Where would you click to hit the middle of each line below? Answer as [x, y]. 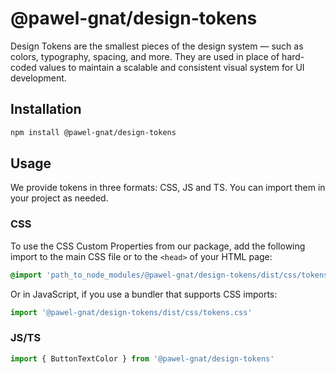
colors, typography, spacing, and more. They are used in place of [145, 56]
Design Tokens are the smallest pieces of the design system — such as [157, 46]
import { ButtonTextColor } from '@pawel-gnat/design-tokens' [142, 358]
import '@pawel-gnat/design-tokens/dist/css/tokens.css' [131, 312]
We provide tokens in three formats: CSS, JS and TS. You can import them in [168, 188]
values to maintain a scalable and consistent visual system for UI [171, 67]
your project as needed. [59, 198]
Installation [46, 109]
